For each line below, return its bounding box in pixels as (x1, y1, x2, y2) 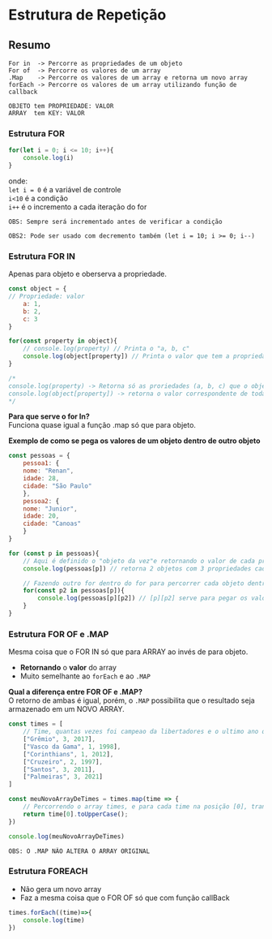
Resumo (8, 38, 51, 52)
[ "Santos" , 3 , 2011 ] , (23, 765, 96, 773)
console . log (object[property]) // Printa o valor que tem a (23, 352, 230, 360)
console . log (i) (23, 154, 74, 162)
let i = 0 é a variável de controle (8, 184, 121, 194)
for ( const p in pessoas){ (8, 549, 100, 558)
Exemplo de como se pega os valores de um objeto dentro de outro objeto (8, 436, 261, 446)
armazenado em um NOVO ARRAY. (8, 704, 125, 714)
